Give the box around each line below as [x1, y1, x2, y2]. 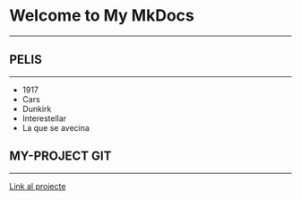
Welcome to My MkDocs [9, 5, 194, 26]
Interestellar [21, 113, 67, 124]
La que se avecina [21, 122, 90, 133]
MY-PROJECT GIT [9, 149, 112, 164]
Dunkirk [21, 103, 52, 114]
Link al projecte [9, 180, 66, 191]
